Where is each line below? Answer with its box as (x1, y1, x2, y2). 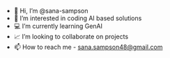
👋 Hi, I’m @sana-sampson (13, 7, 88, 15)
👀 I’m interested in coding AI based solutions (13, 14, 142, 22)
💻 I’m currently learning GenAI (13, 22, 103, 30)
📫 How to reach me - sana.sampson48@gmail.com (13, 43, 163, 51)
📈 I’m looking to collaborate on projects (13, 32, 129, 41)
